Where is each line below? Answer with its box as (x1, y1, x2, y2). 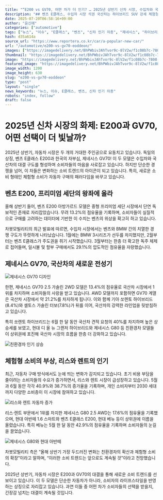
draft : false (5, 98, 32, 103)
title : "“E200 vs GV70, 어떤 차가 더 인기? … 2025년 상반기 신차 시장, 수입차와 (5, 7, 153, 12)
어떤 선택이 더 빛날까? (5, 133, 86, 144)
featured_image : (5, 61, 38, 66)
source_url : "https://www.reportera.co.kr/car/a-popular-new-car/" (5, 39, 145, 44)
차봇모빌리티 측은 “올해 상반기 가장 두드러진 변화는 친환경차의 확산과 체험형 (5, 449, 147, 455)
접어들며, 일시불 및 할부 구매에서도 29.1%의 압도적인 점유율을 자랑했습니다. (10, 244, 151, 250)
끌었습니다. (10, 428, 32, 434)
